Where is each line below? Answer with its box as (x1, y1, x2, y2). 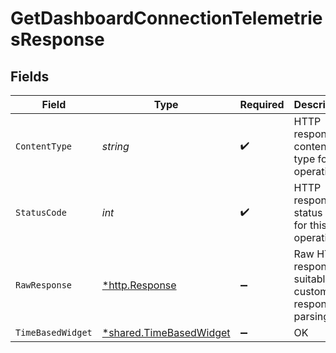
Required (239, 98, 285, 111)
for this (293, 218, 327, 232)
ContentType (15, 141, 73, 152)
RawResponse (15, 280, 73, 291)
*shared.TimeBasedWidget (101, 326, 231, 339)
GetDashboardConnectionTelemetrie (10, 7, 323, 30)
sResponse (10, 28, 105, 51)
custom (293, 285, 330, 298)
